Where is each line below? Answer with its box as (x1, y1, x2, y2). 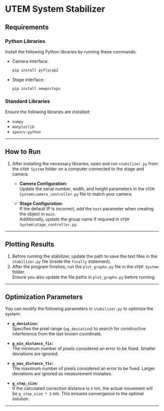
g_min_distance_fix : (12, 340, 54, 346)
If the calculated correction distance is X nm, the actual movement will (12, 385, 153, 391)
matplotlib (12, 124, 35, 129)
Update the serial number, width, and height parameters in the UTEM (19, 185, 155, 192)
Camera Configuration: (19, 180, 67, 186)
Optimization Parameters (5, 293, 83, 301)
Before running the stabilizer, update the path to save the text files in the (12, 253, 158, 259)
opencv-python (12, 129, 41, 134)
